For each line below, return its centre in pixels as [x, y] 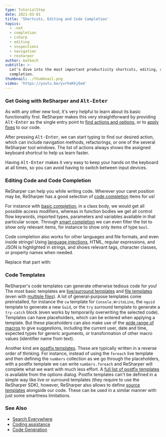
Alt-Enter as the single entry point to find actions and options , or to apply [82, 122]
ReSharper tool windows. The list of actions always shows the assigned [78, 147]
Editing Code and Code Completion [48, 180]
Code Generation [30, 430]
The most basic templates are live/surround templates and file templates [79, 291]
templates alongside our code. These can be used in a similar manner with [81, 390]
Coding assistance [31, 424]
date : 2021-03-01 [23, 14]
